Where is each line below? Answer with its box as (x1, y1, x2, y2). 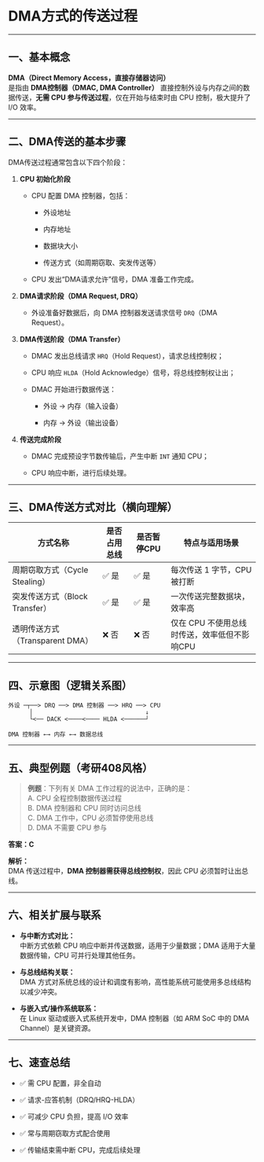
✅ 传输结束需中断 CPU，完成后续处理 (19, 1145, 141, 1154)
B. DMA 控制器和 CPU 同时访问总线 (27, 803, 141, 812)
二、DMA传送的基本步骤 (8, 135, 126, 149)
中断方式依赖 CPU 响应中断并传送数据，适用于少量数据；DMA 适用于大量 (19, 940, 256, 950)
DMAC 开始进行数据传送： (31, 384, 116, 394)
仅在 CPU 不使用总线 (170, 618, 247, 629)
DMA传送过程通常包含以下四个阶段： (8, 157, 128, 167)
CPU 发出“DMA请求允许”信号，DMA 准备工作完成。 (31, 274, 199, 284)
